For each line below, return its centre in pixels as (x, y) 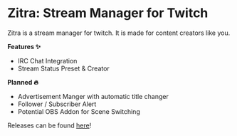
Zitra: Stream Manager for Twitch (108, 13)
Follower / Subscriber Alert (57, 104)
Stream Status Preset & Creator (64, 68)
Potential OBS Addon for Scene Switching (79, 111)
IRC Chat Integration (47, 61)
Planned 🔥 (23, 82)
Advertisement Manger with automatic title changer (93, 96)
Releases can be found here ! (49, 125)
